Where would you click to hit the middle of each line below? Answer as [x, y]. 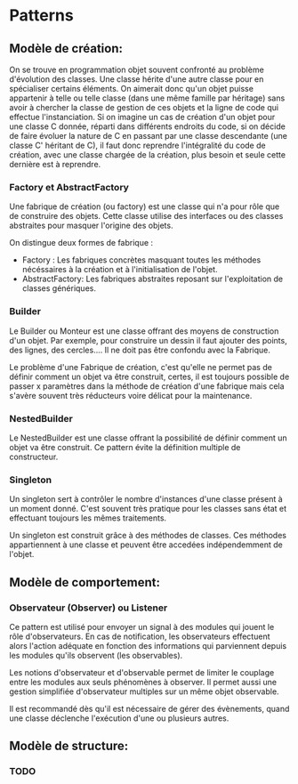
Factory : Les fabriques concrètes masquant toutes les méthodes [141, 260]
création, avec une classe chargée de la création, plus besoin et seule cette [148, 155]
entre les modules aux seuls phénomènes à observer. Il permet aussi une [143, 682]
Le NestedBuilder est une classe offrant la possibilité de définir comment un [148, 438]
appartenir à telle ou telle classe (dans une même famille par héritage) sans [147, 98]
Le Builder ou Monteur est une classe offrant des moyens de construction [144, 331]
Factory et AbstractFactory [69, 187]
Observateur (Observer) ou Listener [89, 608]
